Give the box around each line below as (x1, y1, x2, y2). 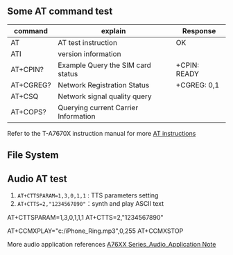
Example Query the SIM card (58, 60, 151, 70)
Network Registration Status (58, 80, 150, 89)
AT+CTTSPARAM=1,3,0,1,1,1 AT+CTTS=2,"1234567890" (7, 213, 164, 222)
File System (7, 149, 59, 161)
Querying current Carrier (58, 103, 139, 112)
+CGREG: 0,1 (175, 80, 220, 89)
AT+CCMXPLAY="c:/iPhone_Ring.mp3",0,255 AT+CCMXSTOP (7, 227, 184, 235)
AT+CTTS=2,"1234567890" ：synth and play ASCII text (17, 200, 164, 208)
